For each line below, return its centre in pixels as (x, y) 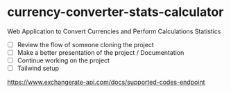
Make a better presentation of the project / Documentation (101, 52)
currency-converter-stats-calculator (115, 12)
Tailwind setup (38, 68)
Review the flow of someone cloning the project (85, 44)
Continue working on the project (63, 60)
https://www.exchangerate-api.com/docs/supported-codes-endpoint (106, 82)
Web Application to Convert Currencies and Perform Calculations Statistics (114, 31)
